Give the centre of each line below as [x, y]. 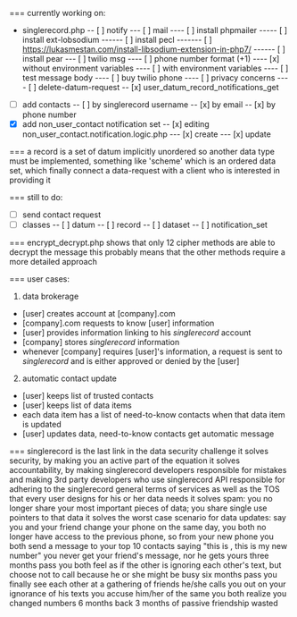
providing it [30, 180]
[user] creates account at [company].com [99, 314]
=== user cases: [39, 279]
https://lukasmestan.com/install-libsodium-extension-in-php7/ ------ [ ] [153, 49]
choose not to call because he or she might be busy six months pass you [144, 575]
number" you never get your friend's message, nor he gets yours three [139, 556]
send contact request [61, 215]
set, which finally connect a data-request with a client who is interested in [145, 171]
